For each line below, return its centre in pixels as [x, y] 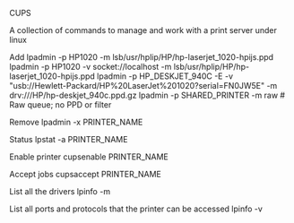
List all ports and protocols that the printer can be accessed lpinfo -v [136, 209]
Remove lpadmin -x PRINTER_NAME [76, 122]
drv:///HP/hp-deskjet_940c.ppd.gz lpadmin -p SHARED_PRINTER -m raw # [147, 95]
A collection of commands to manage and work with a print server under [143, 30]
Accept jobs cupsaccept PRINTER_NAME [85, 174]
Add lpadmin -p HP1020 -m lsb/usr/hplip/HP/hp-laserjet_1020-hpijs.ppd [142, 57]
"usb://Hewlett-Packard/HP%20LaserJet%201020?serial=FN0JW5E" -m [143, 86]
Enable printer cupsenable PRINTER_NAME [89, 157]
